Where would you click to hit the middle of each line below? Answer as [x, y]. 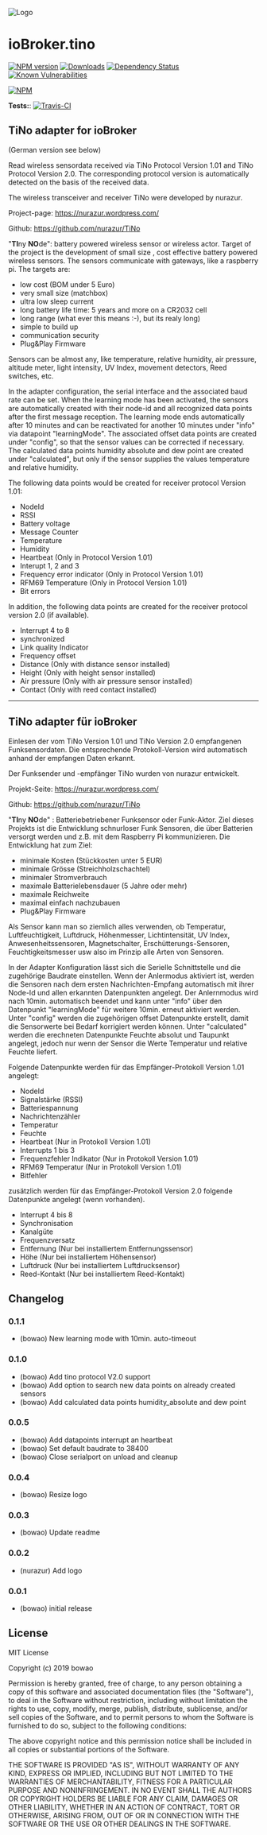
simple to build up [49, 327]
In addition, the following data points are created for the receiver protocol [128, 606]
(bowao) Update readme [60, 1532]
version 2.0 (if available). [49, 615]
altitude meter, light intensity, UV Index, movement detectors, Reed [118, 367]
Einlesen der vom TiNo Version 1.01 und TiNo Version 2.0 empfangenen [125, 741]
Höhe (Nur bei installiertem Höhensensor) [88, 1257]
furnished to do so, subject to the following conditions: [97, 1725]
